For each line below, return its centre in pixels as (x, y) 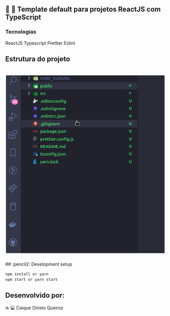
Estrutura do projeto (38, 59)
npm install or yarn (27, 274)
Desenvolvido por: (35, 295)
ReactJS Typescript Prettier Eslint (40, 43)
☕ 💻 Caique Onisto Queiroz (34, 308)
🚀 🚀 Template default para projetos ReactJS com (83, 9)
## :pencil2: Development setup (39, 264)
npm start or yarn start (31, 279)
